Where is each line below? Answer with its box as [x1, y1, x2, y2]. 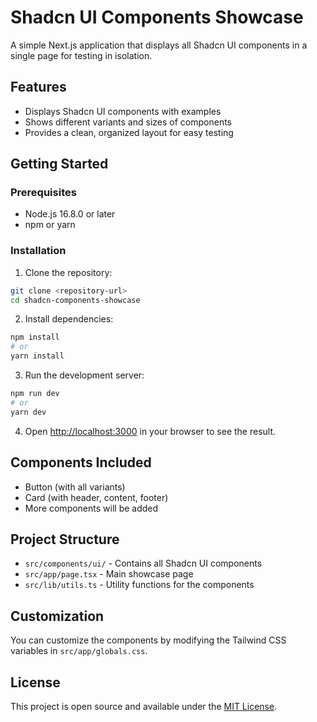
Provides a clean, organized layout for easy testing [24, 126, 234, 138]
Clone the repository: [24, 266, 113, 278]
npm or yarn [24, 219, 76, 231]
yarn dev [10, 407, 47, 417]
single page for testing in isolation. [10, 49, 153, 61]
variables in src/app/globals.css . [10, 645, 148, 657]
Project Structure [10, 531, 120, 548]
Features [10, 79, 67, 96]
